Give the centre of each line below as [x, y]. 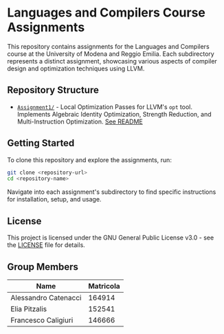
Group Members [43, 267]
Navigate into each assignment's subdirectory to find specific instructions [112, 192]
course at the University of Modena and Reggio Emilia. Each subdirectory [111, 54]
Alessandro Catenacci [46, 297]
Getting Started [41, 143]
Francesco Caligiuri [42, 320]
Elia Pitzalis [29, 308]
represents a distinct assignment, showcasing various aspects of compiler [112, 61]
